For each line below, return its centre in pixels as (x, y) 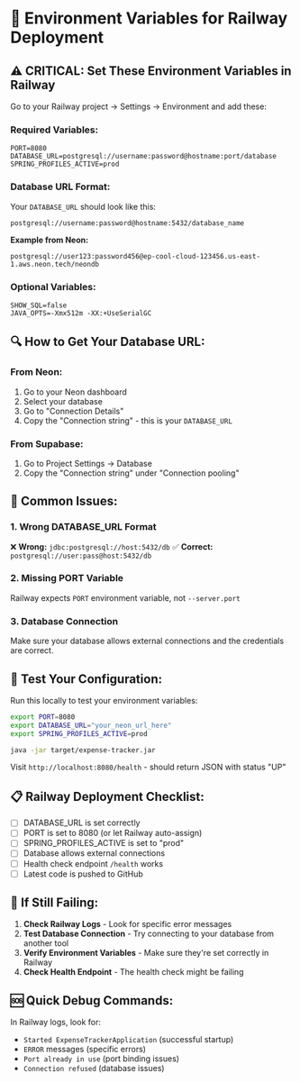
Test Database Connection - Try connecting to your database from (148, 934)
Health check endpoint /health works (93, 863)
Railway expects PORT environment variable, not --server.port (126, 597)
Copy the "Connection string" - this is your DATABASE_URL (128, 420)
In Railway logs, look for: (56, 1023)
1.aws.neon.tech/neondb (55, 264)
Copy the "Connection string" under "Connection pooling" (131, 473)
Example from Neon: (50, 240)
